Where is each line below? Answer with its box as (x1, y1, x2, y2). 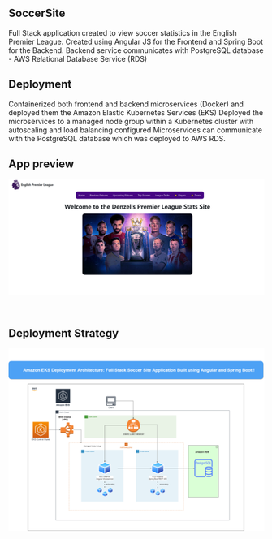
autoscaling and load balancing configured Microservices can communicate (8, 125, 262, 135)
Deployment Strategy (8, 326, 119, 340)
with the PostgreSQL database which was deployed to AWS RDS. (8, 133, 226, 143)
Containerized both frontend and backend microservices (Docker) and (8, 99, 244, 109)
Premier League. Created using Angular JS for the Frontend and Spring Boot (8, 37, 264, 46)
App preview (8, 157, 75, 171)
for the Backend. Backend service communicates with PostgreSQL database (8, 45, 264, 55)
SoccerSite (8, 6, 66, 20)
